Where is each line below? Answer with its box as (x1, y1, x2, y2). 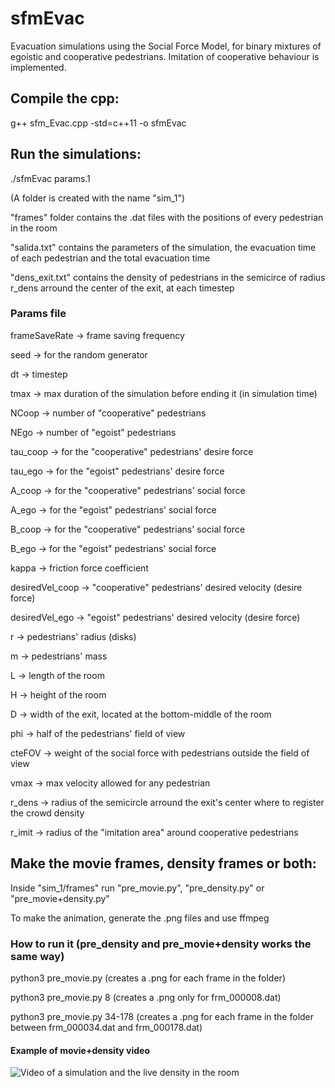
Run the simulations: (10, 146, 142, 163)
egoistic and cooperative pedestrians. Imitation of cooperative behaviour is (10, 50, 320, 62)
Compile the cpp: (10, 90, 120, 107)
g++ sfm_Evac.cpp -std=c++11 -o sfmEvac (10, 117, 187, 129)
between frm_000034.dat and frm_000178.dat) (10, 1021, 203, 1033)
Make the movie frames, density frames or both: (10, 855, 317, 872)
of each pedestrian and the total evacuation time (10, 252, 211, 264)
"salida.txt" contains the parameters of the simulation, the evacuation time (10, 241, 317, 253)
